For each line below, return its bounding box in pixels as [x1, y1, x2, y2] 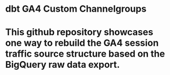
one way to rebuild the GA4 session [5, 37, 159, 49]
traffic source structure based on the [5, 48, 165, 60]
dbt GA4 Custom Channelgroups [5, 3, 147, 15]
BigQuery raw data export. [5, 59, 120, 70]
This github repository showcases [5, 27, 154, 38]
